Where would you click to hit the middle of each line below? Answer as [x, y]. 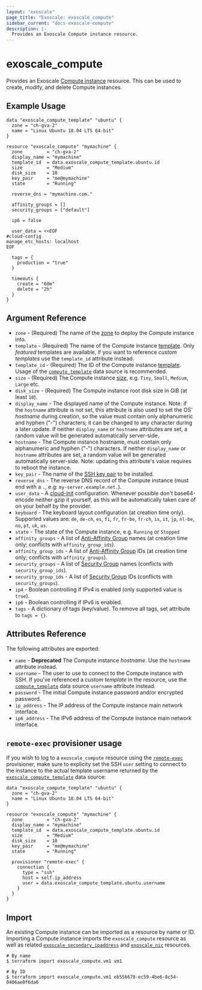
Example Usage [36, 106]
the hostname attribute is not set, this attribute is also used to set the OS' [104, 410]
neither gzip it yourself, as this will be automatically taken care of [116, 499]
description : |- [26, 29]
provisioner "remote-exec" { [48, 862]
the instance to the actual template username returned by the [82, 771]
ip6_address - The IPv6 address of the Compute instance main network [103, 718]
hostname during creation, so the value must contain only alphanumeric [104, 416]
